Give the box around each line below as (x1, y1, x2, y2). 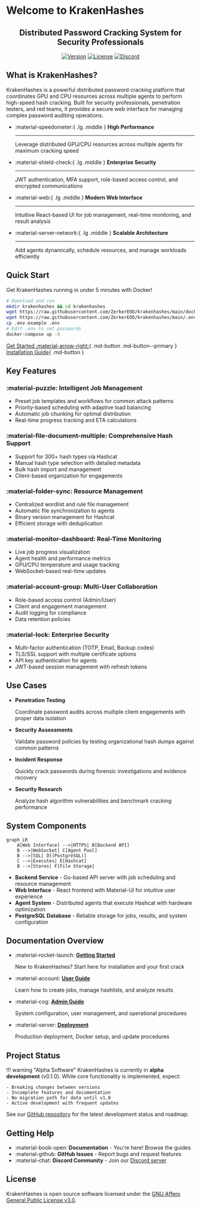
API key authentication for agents (14, 656, 98, 664)
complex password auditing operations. (6, 112, 103, 119)
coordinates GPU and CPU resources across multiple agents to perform (6, 92, 182, 100)
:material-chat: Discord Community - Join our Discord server (14, 1157, 167, 1164)
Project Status (6, 1050, 61, 1061)
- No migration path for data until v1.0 (6, 1095, 111, 1101)
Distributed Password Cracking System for (19, 28, 182, 38)
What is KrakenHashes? (6, 70, 98, 80)
